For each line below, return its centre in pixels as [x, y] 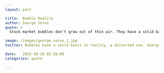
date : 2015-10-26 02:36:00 [35, 54]
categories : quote [24, 58]
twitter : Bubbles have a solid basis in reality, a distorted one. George [83, 45]
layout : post [18, 9]
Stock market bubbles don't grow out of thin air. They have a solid [82, 32]
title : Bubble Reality [29, 18]
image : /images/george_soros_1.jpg [41, 41]
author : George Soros [27, 23]
